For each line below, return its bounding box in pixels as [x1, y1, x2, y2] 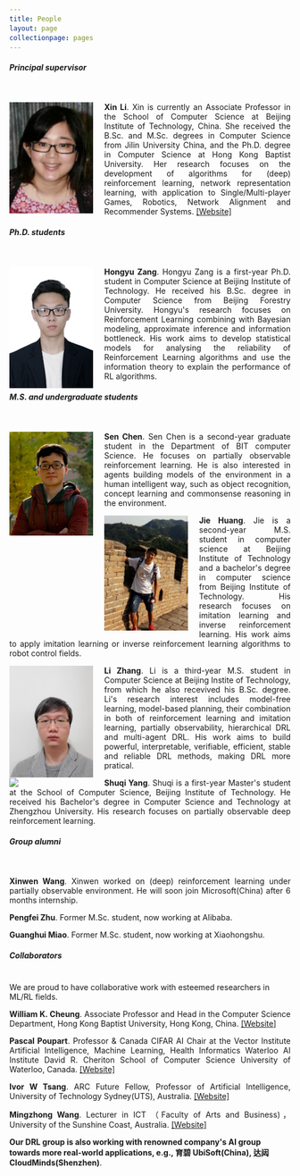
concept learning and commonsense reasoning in [104, 488, 291, 500]
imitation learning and [199, 610, 291, 621]
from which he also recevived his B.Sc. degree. [104, 685, 291, 695]
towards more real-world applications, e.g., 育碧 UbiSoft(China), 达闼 [9, 1147, 270, 1158]
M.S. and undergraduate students [9, 391, 138, 402]
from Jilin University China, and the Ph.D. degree [104, 139, 291, 151]
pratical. [104, 760, 135, 771]
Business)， [244, 1109, 291, 1121]
